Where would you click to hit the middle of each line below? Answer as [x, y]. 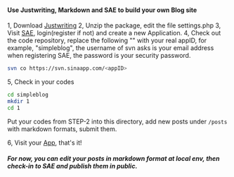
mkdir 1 [19, 101]
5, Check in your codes [41, 82]
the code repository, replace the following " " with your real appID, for [107, 41]
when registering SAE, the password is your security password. [99, 56]
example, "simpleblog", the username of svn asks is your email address [111, 48]
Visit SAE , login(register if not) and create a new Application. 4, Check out [114, 33]
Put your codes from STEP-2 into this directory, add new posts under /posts [117, 121]
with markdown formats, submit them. [62, 129]
